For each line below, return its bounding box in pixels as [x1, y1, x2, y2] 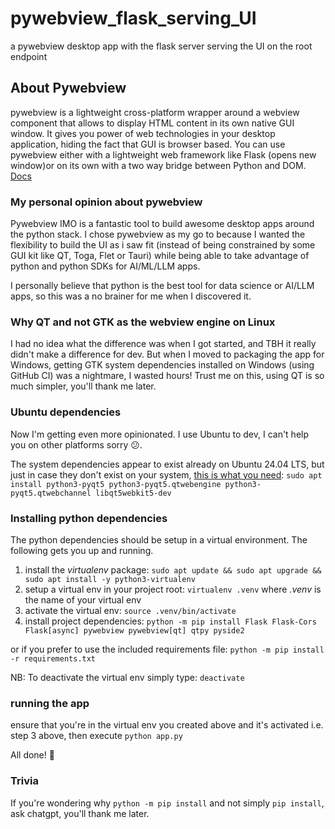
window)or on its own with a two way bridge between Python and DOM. [10, 159, 307, 171]
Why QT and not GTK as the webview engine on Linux [10, 315, 276, 329]
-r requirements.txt [10, 653, 97, 664]
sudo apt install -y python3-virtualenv [24, 574, 196, 584]
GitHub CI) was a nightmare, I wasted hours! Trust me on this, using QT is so [10, 370, 325, 382]
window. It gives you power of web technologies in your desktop [10, 127, 276, 139]
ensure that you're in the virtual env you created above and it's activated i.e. [10, 719, 324, 731]
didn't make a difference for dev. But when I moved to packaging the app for [10, 348, 325, 361]
